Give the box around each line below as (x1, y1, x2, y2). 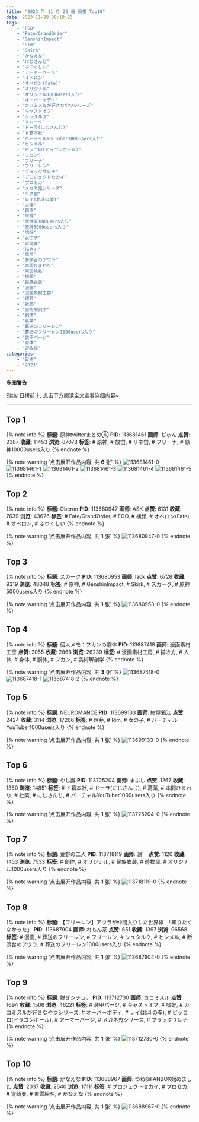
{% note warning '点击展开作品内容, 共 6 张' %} (6, 458, 122, 466)
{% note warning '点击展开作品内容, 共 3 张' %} (6, 668, 122, 676)
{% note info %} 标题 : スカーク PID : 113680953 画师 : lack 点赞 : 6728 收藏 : (6, 573, 186, 581)
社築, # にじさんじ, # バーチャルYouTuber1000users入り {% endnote (18, 791, 187, 798)
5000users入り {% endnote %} (6, 588, 82, 595)
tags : (6, 20, 20, 26)
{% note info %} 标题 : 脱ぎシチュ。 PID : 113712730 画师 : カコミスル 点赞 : (6, 994, 184, 1001)
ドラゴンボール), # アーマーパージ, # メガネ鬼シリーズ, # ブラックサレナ (13, 1016, 188, 1023)
